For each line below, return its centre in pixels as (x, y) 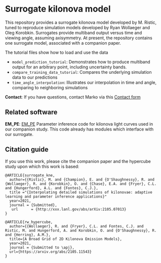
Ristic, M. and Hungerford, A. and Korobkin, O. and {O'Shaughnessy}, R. (81, 230)
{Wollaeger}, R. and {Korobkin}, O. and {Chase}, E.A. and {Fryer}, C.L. (81, 184)
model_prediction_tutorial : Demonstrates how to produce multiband (81, 62)
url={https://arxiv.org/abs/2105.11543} (51, 252)
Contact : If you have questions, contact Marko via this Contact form (73, 97)
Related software (31, 112)
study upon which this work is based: (42, 166)
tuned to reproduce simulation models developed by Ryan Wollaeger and (78, 27)
